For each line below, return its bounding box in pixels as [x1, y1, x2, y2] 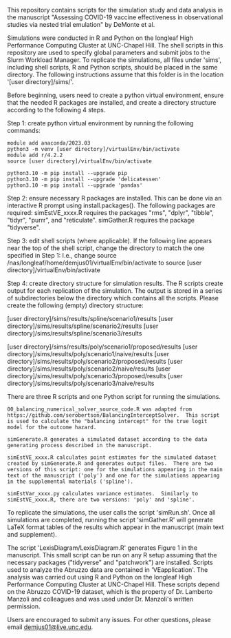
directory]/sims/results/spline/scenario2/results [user [7, 322, 159, 330]
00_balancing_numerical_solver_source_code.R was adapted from [7, 406, 192, 413]
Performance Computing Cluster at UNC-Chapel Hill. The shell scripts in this [7, 41, 223, 49]
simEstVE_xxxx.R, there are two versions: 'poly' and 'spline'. [7, 496, 195, 503]
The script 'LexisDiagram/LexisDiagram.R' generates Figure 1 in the [7, 544, 198, 552]
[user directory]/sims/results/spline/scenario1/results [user [7, 315, 174, 322]
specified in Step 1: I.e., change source [7, 251, 117, 259]
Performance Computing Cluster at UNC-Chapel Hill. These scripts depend [7, 580, 220, 588]
